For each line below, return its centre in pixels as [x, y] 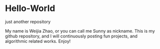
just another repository [28, 22]
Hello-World [30, 8]
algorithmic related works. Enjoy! [38, 41]
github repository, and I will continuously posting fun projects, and [71, 36]
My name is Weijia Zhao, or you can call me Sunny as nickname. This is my [80, 31]
